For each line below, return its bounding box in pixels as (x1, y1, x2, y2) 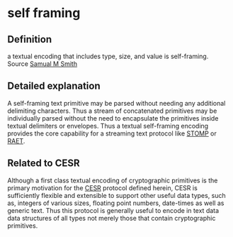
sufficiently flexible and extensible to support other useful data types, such (7, 191, 227, 199)
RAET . (7, 136, 25, 145)
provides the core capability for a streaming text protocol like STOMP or (7, 129, 217, 138)
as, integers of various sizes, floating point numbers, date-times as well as (7, 199, 225, 207)
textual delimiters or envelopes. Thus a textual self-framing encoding (7, 121, 209, 130)
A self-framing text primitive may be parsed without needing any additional (7, 99, 226, 107)
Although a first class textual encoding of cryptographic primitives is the (7, 176, 218, 184)
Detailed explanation (7, 80, 101, 92)
